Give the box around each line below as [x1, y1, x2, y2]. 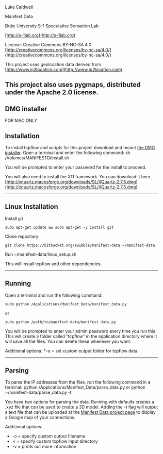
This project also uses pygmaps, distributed [5, 81, 141, 89]
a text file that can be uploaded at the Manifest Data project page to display [5, 409, 156, 415]
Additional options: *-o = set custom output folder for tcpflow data [5, 348, 138, 353]
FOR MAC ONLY [5, 118, 38, 123]
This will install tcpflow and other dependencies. [5, 261, 102, 267]
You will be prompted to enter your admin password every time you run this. [5, 328, 157, 334]
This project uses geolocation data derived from [5, 62, 101, 67]
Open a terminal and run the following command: [5, 292, 103, 298]
